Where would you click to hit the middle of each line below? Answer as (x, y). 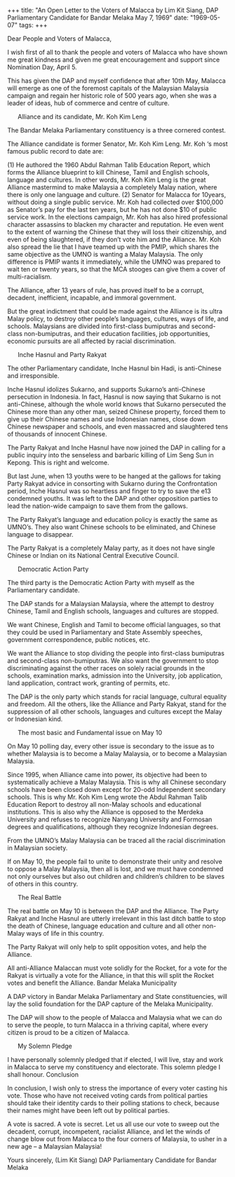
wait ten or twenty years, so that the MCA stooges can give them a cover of (116, 269)
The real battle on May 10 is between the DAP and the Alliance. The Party (113, 911)
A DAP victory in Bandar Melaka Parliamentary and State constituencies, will (117, 996)
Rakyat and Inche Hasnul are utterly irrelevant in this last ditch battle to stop (117, 919)
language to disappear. (40, 534)
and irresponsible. (33, 376)
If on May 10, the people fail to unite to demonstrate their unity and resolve (115, 861)
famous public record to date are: (55, 151)
